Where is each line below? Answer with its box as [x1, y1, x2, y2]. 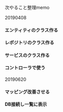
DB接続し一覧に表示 [5, 101, 47, 107]
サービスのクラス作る [5, 52, 50, 58]
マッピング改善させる [5, 89, 50, 95]
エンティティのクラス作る [5, 27, 58, 33]
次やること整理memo [5, 5, 50, 10]
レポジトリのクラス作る [5, 40, 54, 46]
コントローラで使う [5, 65, 46, 71]
